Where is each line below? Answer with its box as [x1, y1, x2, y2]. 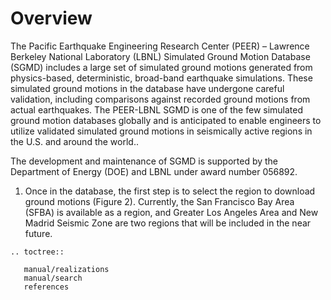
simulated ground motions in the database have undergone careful [10, 82, 285, 94]
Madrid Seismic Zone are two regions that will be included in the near [24, 217, 312, 229]
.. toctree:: [10, 247, 65, 257]
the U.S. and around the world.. [10, 135, 139, 147]
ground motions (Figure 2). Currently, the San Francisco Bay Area [24, 195, 295, 207]
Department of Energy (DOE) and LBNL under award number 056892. [10, 165, 298, 177]
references [23, 282, 70, 292]
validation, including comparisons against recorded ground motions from [10, 93, 311, 105]
